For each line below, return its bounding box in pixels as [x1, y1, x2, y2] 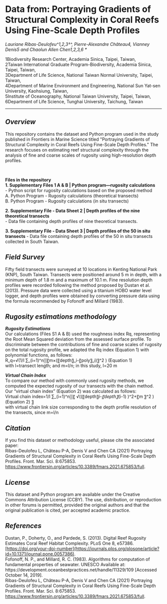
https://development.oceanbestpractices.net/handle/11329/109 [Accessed [5, 567, 157, 573]
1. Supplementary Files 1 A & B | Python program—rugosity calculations [5, 182, 156, 188]
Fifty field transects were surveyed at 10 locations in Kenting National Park [5, 266, 158, 272]
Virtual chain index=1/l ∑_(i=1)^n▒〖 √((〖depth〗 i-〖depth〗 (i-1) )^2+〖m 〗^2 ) [5, 394, 154, 400]
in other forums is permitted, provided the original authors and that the [5, 502, 150, 508]
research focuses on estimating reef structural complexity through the [5, 147, 149, 153]
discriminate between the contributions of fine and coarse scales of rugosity [5, 342, 162, 348]
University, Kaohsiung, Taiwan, [5, 88, 69, 94]
